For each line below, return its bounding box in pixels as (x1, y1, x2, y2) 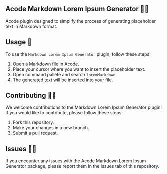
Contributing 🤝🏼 (5, 91, 57, 100)
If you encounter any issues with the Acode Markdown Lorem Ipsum (5, 158, 146, 164)
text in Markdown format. (5, 23, 58, 29)
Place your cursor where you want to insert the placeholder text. (12, 66, 146, 72)
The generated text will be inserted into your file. (12, 77, 113, 83)
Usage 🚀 (5, 38, 32, 46)
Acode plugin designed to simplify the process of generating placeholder (5, 18, 156, 24)
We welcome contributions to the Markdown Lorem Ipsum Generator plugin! (5, 104, 162, 110)
